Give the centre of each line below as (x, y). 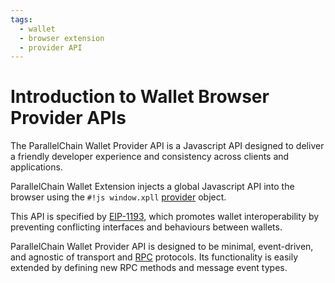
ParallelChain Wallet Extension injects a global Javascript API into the (152, 187)
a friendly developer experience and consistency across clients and (150, 157)
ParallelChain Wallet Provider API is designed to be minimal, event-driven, (162, 247)
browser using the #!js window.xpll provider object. (118, 197)
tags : (21, 19)
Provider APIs (68, 118)
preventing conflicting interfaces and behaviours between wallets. (146, 227)
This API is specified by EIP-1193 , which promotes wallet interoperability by (165, 217)
